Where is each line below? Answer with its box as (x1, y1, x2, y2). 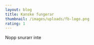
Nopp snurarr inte (5, 35, 42, 41)
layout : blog (5, 7, 32, 12)
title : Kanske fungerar (5, 12, 54, 17)
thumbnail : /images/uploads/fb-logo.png (5, 16, 90, 21)
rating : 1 (5, 21, 26, 26)
